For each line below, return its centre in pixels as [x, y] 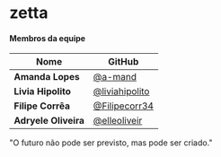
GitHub [123, 62]
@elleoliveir [118, 121]
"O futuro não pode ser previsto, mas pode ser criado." [111, 143]
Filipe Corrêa [42, 106]
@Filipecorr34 [124, 106]
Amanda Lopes [47, 77]
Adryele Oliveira [49, 121]
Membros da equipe [48, 38]
